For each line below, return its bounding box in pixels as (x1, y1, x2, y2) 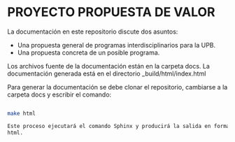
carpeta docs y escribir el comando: (7, 90, 112, 99)
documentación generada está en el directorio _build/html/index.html (7, 69, 206, 78)
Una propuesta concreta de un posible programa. (17, 48, 160, 57)
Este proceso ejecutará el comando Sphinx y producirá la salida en (7, 122, 211, 129)
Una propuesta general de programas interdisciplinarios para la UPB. (17, 41, 216, 49)
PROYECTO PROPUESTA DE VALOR (7, 4, 215, 20)
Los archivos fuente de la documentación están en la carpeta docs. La (7, 62, 210, 70)
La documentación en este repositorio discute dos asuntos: (7, 27, 178, 36)
